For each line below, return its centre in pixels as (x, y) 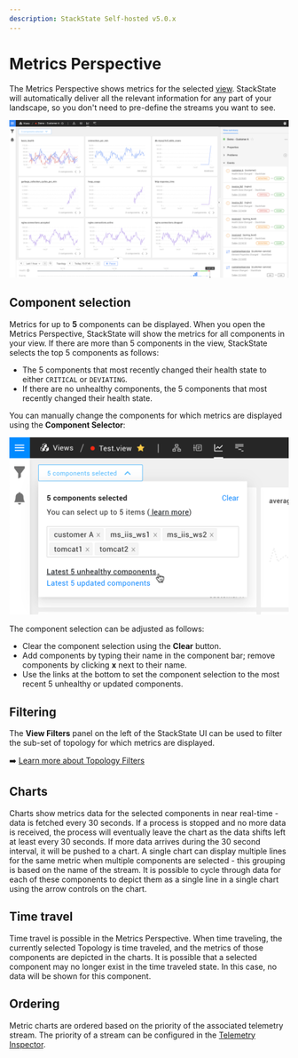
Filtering (33, 712)
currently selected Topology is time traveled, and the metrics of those (137, 948)
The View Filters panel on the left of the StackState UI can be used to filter (146, 733)
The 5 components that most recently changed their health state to (145, 370)
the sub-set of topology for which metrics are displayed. (112, 743)
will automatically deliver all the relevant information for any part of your (141, 98)
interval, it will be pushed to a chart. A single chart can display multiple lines (148, 851)
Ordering (35, 1004)
